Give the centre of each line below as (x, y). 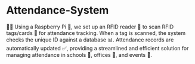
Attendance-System (58, 10)
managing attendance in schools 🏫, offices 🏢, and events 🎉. (79, 55)
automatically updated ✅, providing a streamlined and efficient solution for (97, 48)
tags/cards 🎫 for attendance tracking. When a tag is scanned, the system (96, 33)
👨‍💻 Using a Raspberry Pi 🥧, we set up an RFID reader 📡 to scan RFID (90, 27)
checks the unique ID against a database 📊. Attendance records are (90, 40)
